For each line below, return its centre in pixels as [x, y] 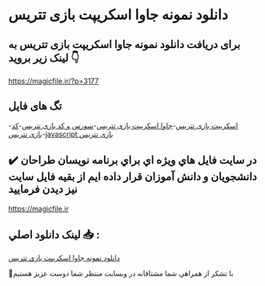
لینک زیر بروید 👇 [44, 58]
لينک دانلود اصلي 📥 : [54, 235]
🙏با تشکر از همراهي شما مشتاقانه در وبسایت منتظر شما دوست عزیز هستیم [121, 273]
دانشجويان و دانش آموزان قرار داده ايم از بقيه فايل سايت [133, 177]
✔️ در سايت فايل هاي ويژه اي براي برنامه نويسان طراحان [133, 161]
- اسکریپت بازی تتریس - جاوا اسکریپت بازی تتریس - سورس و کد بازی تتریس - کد [123, 125]
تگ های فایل [35, 106]
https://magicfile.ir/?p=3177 [54, 81]
